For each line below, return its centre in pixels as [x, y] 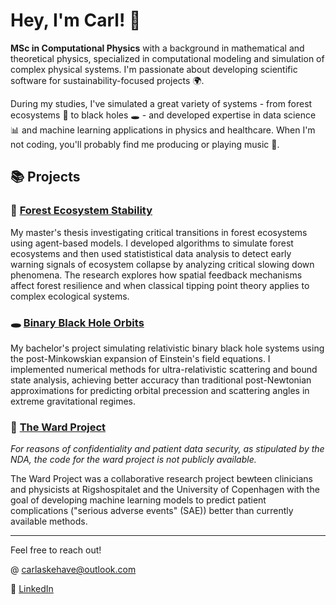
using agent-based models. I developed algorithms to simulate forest [152, 243]
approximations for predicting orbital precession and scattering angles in [160, 390]
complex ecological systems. [70, 296]
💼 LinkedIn [32, 589]
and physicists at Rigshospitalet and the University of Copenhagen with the [165, 490]
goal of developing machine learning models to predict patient [138, 500]
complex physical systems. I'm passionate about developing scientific [154, 69]
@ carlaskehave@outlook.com [73, 570]
